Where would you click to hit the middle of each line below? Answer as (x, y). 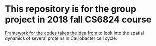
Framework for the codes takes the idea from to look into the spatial (75, 33)
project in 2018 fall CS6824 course (78, 19)
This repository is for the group (71, 9)
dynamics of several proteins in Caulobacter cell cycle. (61, 38)
